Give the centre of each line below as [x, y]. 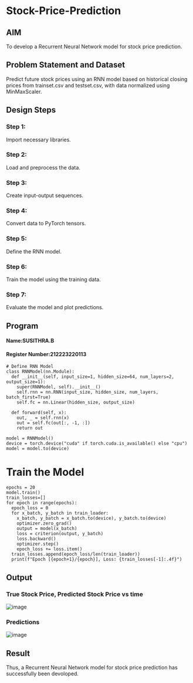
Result [18, 653]
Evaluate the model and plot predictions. [55, 307]
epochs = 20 [21, 488]
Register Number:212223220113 [46, 354]
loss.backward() [37, 539]
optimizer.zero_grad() [44, 523]
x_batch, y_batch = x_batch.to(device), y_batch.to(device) [92, 518]
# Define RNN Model [30, 367]
